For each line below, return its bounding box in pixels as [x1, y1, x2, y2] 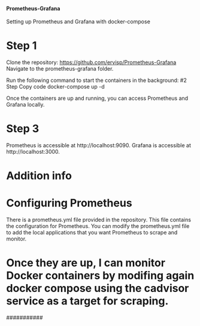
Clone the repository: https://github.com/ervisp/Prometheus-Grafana [6, 59, 177, 66]
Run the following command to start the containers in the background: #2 [6, 77, 187, 84]
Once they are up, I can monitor [6, 256, 166, 270]
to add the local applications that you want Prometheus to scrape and [6, 229, 178, 236]
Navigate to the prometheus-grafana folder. [6, 65, 114, 72]
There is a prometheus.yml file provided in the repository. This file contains [6, 216, 192, 224]
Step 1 [6, 39, 37, 53]
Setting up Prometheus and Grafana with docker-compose [6, 18, 151, 25]
